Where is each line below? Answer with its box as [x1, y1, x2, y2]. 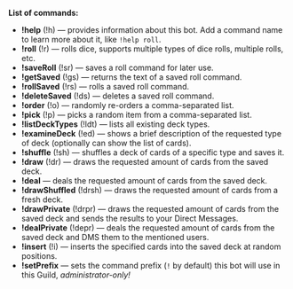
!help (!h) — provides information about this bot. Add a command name [20, 25, 283, 35]
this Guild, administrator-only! [20, 269, 131, 280]
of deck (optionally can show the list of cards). [20, 137, 192, 148]
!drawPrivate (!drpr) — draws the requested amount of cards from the [20, 204, 280, 214]
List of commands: [8, 8, 79, 18]
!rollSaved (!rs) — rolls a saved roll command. [20, 82, 190, 91]
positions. [20, 251, 58, 261]
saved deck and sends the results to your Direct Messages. [20, 213, 239, 223]
